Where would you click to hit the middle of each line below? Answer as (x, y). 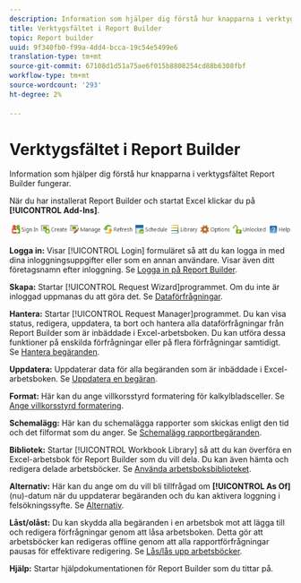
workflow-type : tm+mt (50, 76)
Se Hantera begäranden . (55, 352)
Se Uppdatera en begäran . (109, 379)
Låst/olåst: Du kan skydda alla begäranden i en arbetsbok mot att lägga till (147, 523)
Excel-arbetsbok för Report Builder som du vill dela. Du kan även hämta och (149, 459)
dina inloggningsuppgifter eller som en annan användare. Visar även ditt (142, 261)
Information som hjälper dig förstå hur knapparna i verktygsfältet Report (142, 174)
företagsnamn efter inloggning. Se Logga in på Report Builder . (124, 270)
